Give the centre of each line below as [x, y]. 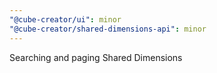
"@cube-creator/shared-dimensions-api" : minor [108, 29]
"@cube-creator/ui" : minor [65, 19]
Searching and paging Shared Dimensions [96, 57]
